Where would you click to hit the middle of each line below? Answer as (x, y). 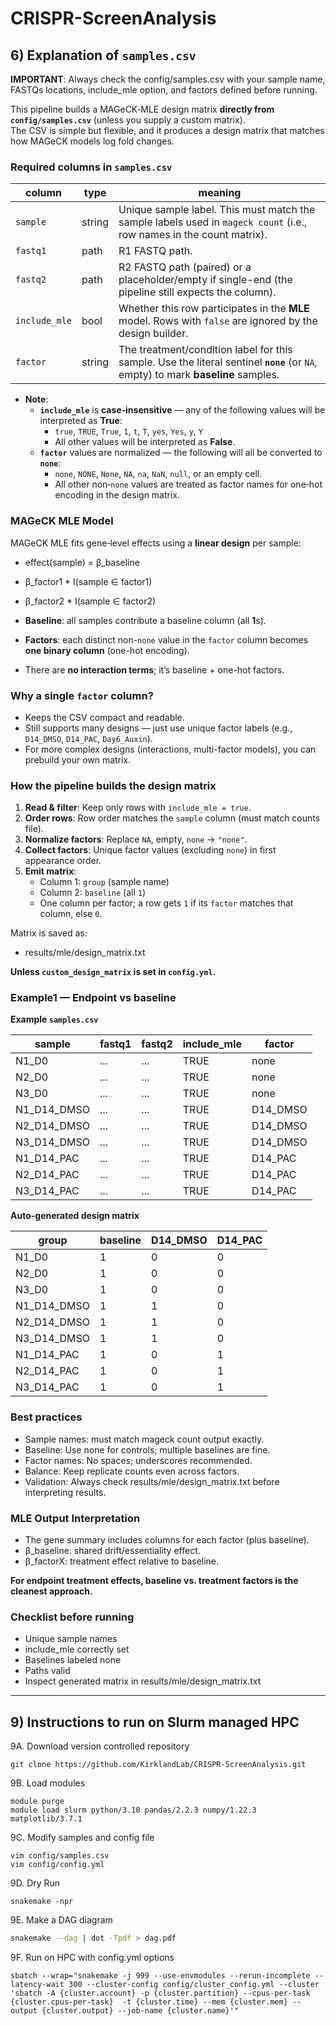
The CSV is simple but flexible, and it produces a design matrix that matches (167, 130)
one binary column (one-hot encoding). (107, 650)
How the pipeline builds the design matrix (113, 785)
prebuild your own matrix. (78, 759)
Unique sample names (71, 1639)
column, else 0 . (71, 914)
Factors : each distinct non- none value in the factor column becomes (166, 639)
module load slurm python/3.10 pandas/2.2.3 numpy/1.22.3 (133, 1810)
